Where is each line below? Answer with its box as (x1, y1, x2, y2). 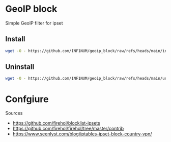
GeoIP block (5, 3, 58, 15)
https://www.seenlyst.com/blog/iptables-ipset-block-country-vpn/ (12, 131, 152, 137)
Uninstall (5, 62, 35, 72)
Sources (5, 110, 23, 116)
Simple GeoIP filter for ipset (5, 20, 63, 26)
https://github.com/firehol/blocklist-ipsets (12, 120, 100, 126)
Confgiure (5, 93, 49, 105)
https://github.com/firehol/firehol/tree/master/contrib (12, 126, 124, 132)
